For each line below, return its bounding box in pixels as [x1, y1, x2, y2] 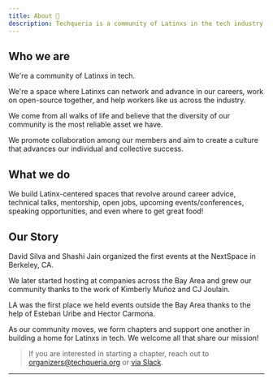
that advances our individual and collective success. [8, 144, 184, 154]
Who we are [8, 49, 71, 63]
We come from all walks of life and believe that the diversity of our [8, 111, 231, 121]
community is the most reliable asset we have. [8, 119, 164, 130]
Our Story [8, 230, 59, 243]
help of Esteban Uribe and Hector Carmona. [8, 308, 156, 318]
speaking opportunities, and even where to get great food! [8, 206, 204, 216]
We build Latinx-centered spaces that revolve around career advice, [8, 189, 236, 199]
